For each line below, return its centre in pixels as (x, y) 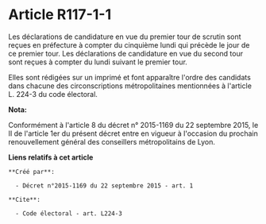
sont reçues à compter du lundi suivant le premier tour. (98, 62)
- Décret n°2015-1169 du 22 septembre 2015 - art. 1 (104, 185)
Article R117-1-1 (60, 15)
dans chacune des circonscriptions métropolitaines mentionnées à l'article (130, 86)
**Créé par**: (32, 172)
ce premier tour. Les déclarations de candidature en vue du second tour (126, 53)
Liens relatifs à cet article (51, 157)
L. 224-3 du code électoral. (53, 94)
